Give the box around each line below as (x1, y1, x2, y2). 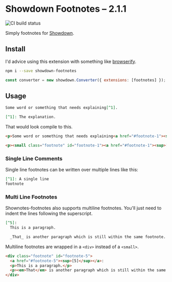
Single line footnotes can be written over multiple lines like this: (5, 167, 138, 173)
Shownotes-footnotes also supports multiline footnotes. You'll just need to (5, 205, 162, 211)
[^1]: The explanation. (5, 115, 56, 120)
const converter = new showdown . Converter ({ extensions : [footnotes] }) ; (5, 77, 166, 82)
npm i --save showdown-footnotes (5, 68, 77, 73)
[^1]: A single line (5, 177, 50, 182)
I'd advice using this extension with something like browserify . (5, 58, 137, 64)
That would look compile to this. (5, 124, 73, 130)
